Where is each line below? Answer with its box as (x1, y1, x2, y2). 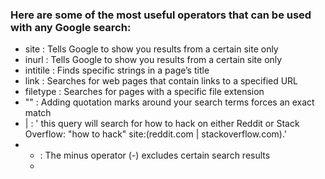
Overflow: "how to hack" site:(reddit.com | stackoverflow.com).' (24, 128, 287, 140)
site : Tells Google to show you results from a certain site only (24, 43, 279, 55)
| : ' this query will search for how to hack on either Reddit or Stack (24, 118, 300, 130)
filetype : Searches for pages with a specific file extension (24, 86, 265, 98)
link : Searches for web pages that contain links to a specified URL (24, 75, 299, 87)
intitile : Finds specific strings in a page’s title (24, 64, 210, 77)
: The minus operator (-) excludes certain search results (39, 149, 271, 162)
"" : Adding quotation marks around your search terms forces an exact (24, 96, 315, 108)
